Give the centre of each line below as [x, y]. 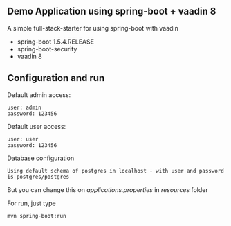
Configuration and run [56, 78]
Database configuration [41, 158]
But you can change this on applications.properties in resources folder [108, 189]
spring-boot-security [47, 49]
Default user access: [37, 126]
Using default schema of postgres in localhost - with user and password [116, 171]
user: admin [24, 107]
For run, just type [32, 203]
